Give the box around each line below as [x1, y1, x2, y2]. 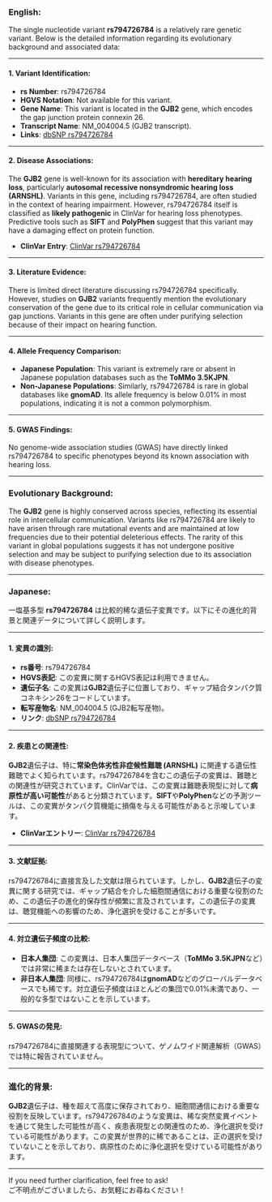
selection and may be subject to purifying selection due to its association [8, 549, 253, 559]
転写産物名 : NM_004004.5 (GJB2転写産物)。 [19, 703, 169, 713]
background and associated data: [8, 42, 121, 52]
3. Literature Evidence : [8, 267, 87, 277]
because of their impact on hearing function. [8, 320, 158, 329]
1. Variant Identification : [8, 68, 91, 78]
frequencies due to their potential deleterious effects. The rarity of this [8, 532, 244, 542]
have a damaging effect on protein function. [8, 225, 155, 235]
